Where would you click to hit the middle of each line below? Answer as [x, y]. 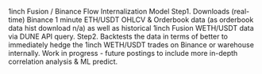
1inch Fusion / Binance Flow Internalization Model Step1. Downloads [119, 11]
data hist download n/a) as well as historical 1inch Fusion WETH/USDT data [131, 28]
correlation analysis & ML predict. [63, 61]
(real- [241, 11]
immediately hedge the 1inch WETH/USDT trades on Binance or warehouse [131, 45]
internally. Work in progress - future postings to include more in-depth [123, 53]
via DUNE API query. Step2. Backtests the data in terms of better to [118, 36]
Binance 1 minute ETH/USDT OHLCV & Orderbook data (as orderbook [140, 20]
